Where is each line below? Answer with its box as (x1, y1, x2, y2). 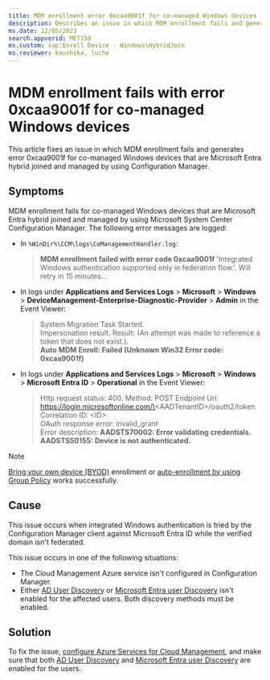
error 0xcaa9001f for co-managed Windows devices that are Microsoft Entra (8, 153, 262, 162)
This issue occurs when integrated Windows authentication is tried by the (8, 519, 252, 530)
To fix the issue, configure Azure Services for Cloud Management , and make (8, 647, 262, 657)
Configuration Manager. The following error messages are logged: (8, 222, 227, 233)
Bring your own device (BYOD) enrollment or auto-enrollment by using (8, 466, 241, 476)
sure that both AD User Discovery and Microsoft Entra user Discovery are (8, 655, 252, 665)
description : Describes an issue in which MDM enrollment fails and (8, 19, 243, 27)
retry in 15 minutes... (39, 271, 108, 281)
